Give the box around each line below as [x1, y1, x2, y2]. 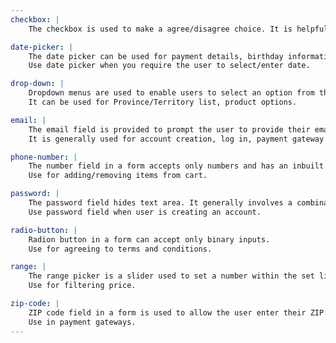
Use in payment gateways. [28, 317, 137, 327]
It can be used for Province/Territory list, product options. [28, 97, 298, 107]
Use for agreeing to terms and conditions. [28, 244, 213, 254]
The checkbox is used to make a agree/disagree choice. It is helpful [28, 24, 329, 34]
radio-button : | [10, 225, 78, 235]
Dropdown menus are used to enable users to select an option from [28, 88, 315, 98]
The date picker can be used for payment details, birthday [28, 51, 284, 61]
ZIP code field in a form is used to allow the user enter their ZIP [28, 307, 325, 318]
